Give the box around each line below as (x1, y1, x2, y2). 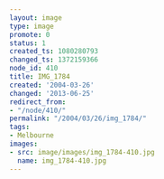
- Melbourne (9, 131, 54, 140)
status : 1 (9, 38, 47, 48)
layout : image (9, 13, 63, 23)
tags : (9, 123, 30, 132)
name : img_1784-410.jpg (17, 155, 106, 165)
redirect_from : (9, 97, 67, 107)
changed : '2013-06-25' (9, 89, 95, 98)
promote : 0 (9, 30, 50, 39)
